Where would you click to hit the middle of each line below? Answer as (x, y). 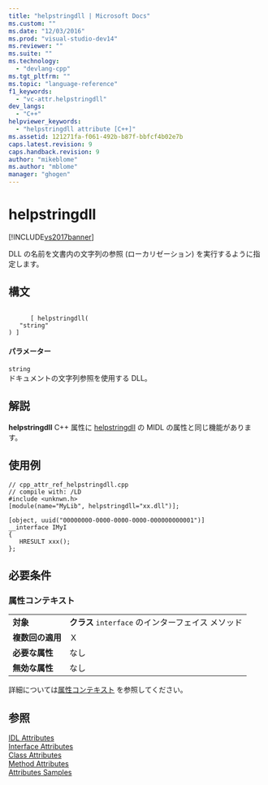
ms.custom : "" (32, 24)
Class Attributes (35, 755)
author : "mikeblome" (43, 159)
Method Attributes (39, 764)
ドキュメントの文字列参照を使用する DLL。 (80, 377)
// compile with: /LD (45, 492)
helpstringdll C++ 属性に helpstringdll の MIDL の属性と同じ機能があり (127, 427)
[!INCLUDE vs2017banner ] (52, 237)
